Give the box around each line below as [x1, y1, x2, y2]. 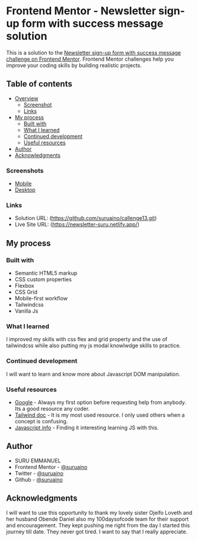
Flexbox [14, 282, 34, 290]
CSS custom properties [14, 276, 72, 283]
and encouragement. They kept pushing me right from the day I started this [6, 521, 190, 529]
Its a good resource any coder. [14, 405, 90, 412]
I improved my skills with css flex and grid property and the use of [6, 336, 168, 343]
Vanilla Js [14, 307, 39, 314]
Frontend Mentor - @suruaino [14, 463, 88, 470]
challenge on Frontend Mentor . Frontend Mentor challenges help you [6, 55, 174, 62]
